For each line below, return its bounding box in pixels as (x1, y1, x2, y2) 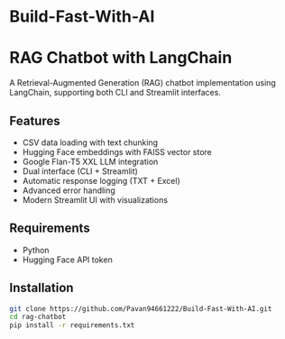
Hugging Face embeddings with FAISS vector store (22, 146, 212, 157)
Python (22, 244, 50, 255)
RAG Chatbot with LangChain (9, 48, 233, 69)
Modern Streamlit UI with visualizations (22, 194, 169, 205)
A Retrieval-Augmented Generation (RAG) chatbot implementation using (9, 78, 277, 88)
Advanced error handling (22, 185, 115, 196)
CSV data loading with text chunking (22, 137, 159, 148)
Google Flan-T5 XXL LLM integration (22, 156, 159, 167)
